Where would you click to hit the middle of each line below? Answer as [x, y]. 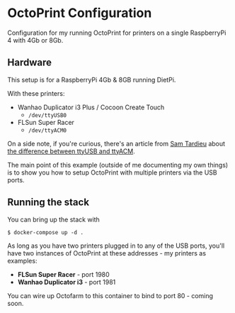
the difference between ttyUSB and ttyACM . [71, 151]
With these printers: [36, 93]
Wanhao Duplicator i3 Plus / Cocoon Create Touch [91, 107]
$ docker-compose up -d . [45, 232]
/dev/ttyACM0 [47, 130]
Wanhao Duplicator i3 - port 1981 [67, 282]
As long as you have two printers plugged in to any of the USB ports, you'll [116, 246]
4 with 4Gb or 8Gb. [35, 40]
